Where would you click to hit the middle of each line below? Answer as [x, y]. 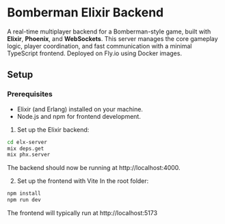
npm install [24, 194]
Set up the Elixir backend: [53, 129]
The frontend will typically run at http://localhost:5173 [82, 213]
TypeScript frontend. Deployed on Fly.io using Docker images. [95, 53]
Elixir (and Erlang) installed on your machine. [80, 109]
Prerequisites [30, 94]
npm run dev [24, 200]
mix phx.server [29, 155]
